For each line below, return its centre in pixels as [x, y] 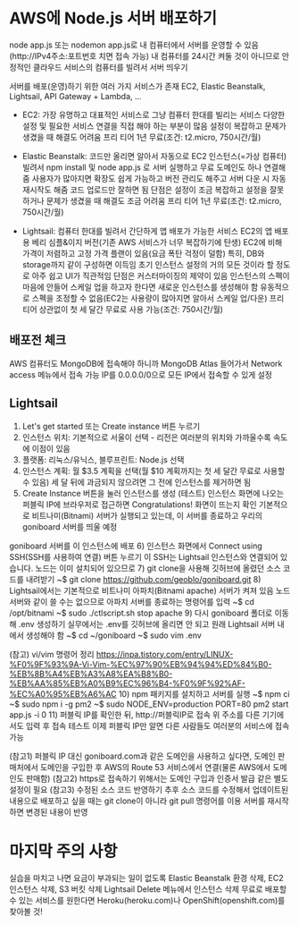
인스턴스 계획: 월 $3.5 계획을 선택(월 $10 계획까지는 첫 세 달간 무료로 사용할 [154, 471]
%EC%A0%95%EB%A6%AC [63, 693]
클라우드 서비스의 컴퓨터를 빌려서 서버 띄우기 [110, 67]
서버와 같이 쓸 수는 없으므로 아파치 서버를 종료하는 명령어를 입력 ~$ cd [132, 601]
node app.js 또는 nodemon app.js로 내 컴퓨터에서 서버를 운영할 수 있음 [134, 45]
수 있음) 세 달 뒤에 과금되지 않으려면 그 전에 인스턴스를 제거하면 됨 [137, 482]
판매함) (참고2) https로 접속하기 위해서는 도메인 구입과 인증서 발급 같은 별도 [157, 778]
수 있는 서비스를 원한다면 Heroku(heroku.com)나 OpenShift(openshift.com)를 [147, 900]
